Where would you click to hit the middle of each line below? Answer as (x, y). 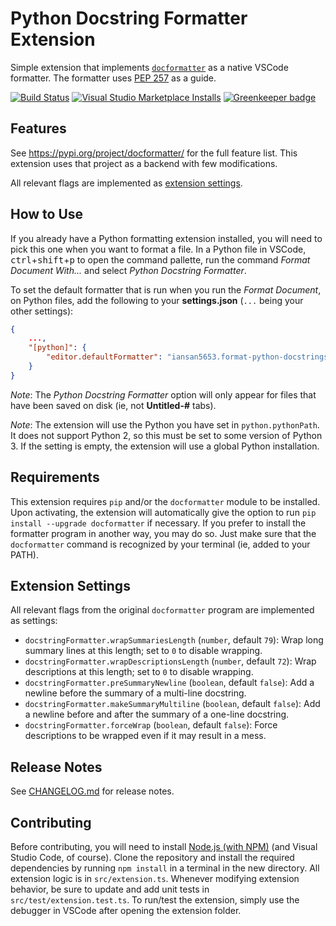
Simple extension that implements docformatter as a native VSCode (149, 67)
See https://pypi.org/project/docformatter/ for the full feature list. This (154, 153)
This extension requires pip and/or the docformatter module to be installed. (165, 501)
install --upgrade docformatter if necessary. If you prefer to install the (158, 523)
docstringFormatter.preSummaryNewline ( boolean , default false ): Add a (169, 683)
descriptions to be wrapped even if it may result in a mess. (145, 736)
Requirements (55, 477)
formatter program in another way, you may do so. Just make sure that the (163, 533)
